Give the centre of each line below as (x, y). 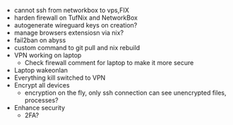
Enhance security (40, 108)
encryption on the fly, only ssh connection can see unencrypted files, (125, 93)
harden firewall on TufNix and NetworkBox (76, 18)
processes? (41, 100)
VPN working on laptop (48, 55)
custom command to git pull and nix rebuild (77, 48)
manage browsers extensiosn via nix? (69, 32)
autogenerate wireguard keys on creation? (76, 25)
